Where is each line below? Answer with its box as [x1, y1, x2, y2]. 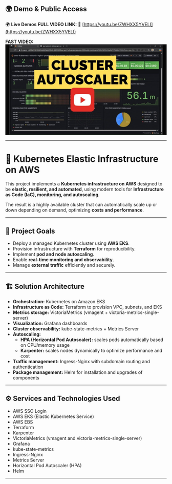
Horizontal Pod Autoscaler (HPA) [12, 462, 82, 468]
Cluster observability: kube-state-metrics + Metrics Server [12, 325, 139, 332]
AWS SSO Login [12, 408, 47, 414]
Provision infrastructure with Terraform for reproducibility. [12, 246, 136, 252]
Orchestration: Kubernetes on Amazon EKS [12, 298, 105, 304]
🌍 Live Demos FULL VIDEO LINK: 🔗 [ [5, 21, 84, 27]
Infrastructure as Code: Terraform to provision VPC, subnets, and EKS [12, 304, 162, 310]
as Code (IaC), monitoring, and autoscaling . [5, 192, 100, 198]
